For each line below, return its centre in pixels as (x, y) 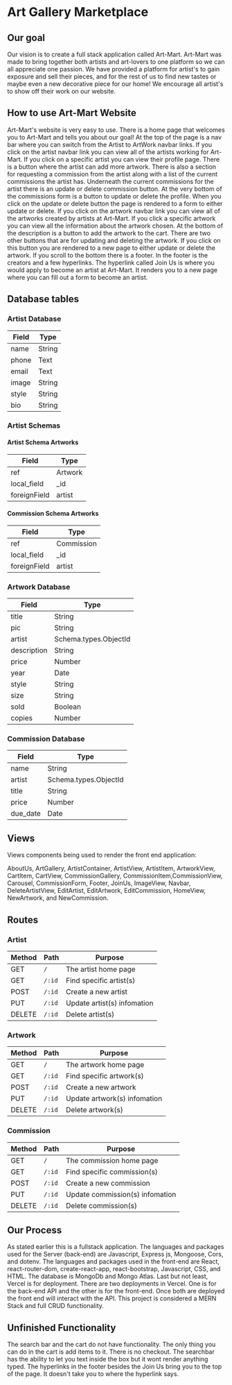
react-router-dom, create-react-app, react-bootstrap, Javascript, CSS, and (114, 1269)
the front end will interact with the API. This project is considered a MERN (112, 1298)
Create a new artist (97, 991)
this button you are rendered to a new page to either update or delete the (111, 248)
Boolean (68, 707)
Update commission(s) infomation (121, 1194)
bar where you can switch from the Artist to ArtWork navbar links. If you (110, 144)
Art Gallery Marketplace (78, 12)
